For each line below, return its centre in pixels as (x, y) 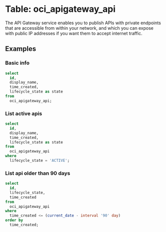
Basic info (17, 63)
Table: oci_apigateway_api (60, 9)
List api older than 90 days (38, 173)
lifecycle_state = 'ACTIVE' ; (40, 161)
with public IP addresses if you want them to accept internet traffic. (74, 33)
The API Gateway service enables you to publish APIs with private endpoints (83, 23)
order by (14, 220)
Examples (21, 49)
